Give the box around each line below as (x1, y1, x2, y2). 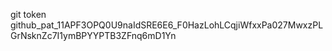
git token (10, 9, 47, 20)
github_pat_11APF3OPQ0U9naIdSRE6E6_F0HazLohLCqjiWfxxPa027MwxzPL (10, 19, 324, 31)
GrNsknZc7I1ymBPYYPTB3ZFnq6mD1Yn (10, 30, 177, 41)
